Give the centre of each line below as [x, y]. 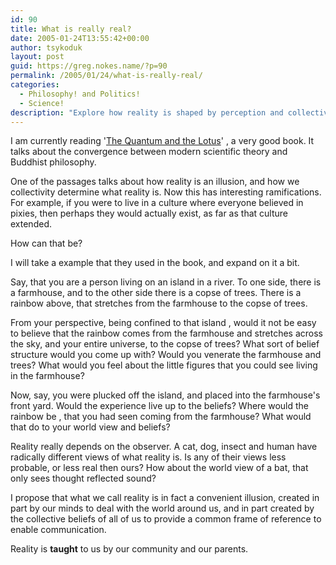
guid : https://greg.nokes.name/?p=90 [89, 66]
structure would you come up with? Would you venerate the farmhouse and [166, 355]
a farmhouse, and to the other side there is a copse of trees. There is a [156, 293]
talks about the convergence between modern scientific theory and [149, 152]
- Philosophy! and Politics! [80, 94]
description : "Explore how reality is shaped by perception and [147, 112]
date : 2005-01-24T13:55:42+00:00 [80, 38]
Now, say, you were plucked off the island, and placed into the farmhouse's [165, 395]
